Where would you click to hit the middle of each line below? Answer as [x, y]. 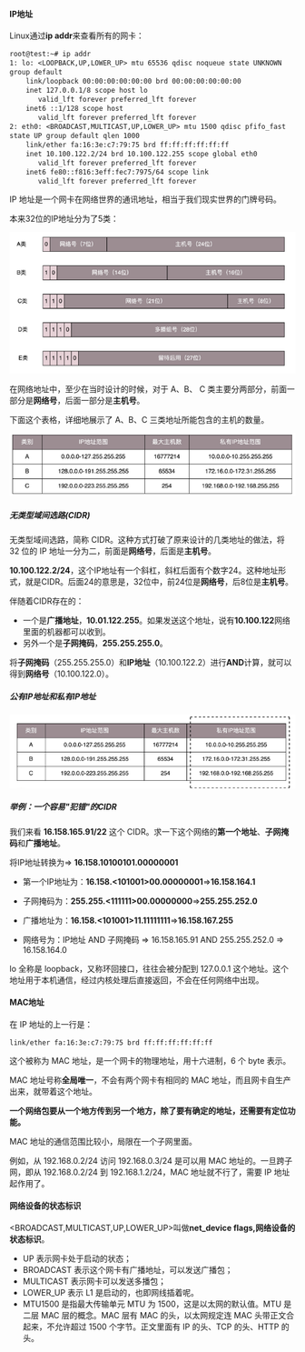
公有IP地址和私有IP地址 [53, 696]
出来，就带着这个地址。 [53, 1091]
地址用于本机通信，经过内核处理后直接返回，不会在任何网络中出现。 [137, 980]
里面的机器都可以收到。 [66, 632]
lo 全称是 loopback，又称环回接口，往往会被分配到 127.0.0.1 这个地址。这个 [149, 968]
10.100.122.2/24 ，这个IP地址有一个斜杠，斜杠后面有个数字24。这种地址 [144, 571]
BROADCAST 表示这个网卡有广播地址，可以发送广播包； [128, 1270]
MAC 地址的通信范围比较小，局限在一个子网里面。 [103, 1141]
